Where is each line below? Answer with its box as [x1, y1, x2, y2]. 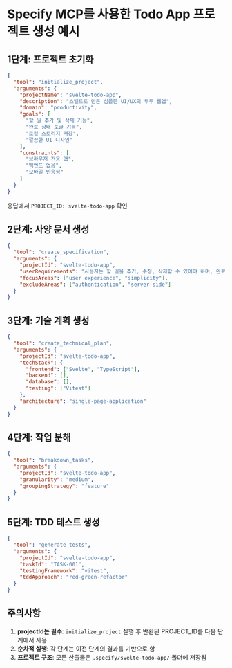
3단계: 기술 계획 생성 [7, 314, 90, 326]
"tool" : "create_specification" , [13, 249, 110, 256]
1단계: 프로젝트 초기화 [7, 53, 94, 65]
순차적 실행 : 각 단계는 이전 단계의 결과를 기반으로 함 [17, 644, 155, 653]
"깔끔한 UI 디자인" [25, 136, 73, 143]
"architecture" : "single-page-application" [19, 397, 147, 405]
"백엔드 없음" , [25, 162, 62, 170]
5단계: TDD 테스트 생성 [7, 516, 100, 528]
